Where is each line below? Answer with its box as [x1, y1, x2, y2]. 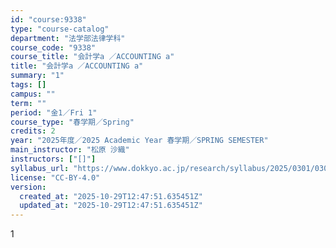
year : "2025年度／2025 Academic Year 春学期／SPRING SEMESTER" [10, 136, 269, 146]
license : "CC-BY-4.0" [10, 172, 101, 183]
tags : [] [10, 80, 47, 90]
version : [10, 182, 47, 192]
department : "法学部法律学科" [10, 33, 126, 43]
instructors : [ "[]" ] [10, 154, 97, 164]
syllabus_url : [10, 163, 70, 173]
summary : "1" [10, 71, 65, 81]
